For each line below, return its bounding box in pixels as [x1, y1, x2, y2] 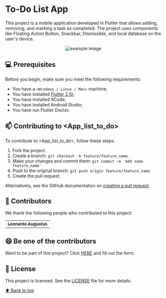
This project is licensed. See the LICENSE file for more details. [5, 278, 132, 284]
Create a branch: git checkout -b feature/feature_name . [12, 153, 129, 159]
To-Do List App [5, 3, 68, 15]
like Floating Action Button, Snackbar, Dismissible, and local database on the [5, 30, 162, 36]
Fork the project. [12, 147, 47, 153]
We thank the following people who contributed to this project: [5, 210, 133, 216]
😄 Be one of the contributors [5, 237, 97, 245]
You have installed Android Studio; [12, 101, 83, 107]
